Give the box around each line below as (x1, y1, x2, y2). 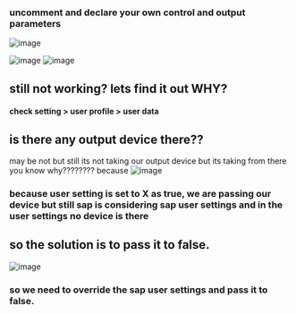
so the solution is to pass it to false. (9, 237, 210, 252)
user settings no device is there (9, 210, 149, 223)
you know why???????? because (9, 165, 129, 176)
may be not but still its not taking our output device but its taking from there (9, 156, 288, 166)
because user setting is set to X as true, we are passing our (9, 188, 272, 200)
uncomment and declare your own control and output (9, 6, 246, 19)
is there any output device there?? (9, 132, 204, 147)
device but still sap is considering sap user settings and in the (9, 199, 283, 211)
